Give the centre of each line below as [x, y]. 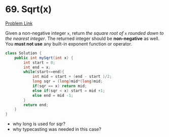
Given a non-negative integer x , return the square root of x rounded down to [85, 33]
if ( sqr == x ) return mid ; [59, 86]
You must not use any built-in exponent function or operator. [69, 43]
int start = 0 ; [39, 62]
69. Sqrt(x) [29, 9]
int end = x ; [37, 67]
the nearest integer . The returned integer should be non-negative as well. [82, 38]
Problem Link [19, 23]
